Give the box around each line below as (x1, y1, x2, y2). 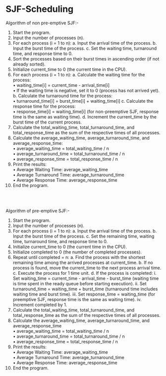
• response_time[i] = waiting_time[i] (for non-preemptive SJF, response (12, 108, 159, 115)
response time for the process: (12, 103, 76, 109)
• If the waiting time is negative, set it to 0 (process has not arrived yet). (12, 87, 160, 93)
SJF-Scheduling (5, 3, 74, 15)
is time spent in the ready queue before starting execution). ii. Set (12, 280, 147, 286)
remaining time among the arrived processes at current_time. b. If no (12, 259, 153, 265)
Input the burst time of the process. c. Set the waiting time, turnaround (12, 45, 157, 51)
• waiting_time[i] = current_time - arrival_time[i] (12, 82, 110, 88)
